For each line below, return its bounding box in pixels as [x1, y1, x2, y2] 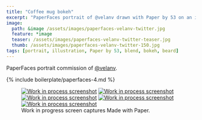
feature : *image [11, 31, 52, 37]
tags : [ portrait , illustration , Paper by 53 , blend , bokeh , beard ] [6, 48, 179, 54]
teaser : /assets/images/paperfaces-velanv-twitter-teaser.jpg [11, 37, 171, 43]
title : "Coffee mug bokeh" [6, 8, 74, 15]
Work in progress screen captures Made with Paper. [21, 106, 150, 114]
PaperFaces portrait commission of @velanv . [6, 64, 117, 71]
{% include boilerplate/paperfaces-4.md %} [6, 76, 115, 83]
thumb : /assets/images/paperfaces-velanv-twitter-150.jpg [11, 43, 161, 49]
